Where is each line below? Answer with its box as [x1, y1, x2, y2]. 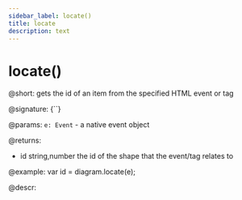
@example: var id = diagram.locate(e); [8, 167, 136, 177]
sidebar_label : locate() [8, 11, 92, 20]
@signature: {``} [8, 104, 62, 114]
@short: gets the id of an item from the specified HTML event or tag [8, 88, 234, 98]
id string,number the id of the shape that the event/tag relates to [19, 151, 234, 161]
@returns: [8, 135, 42, 146]
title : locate [8, 19, 56, 28]
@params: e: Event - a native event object [8, 120, 150, 130]
